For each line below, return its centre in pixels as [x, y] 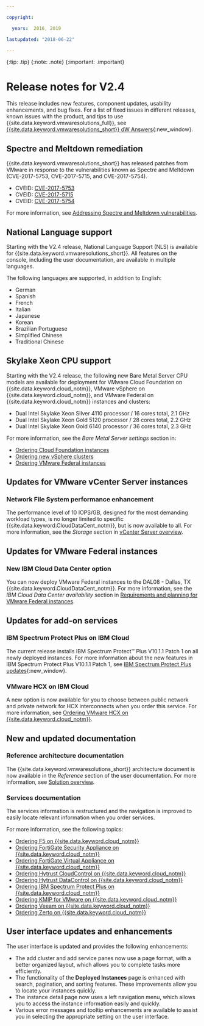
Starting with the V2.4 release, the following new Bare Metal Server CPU [97, 375]
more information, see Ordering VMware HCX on [68, 713]
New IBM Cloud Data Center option [59, 569]
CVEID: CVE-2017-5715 [44, 195]
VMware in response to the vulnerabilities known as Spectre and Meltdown [100, 170]
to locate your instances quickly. [56, 990]
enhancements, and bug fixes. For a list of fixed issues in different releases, [101, 110]
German [25, 290]
